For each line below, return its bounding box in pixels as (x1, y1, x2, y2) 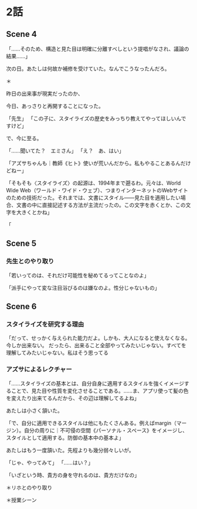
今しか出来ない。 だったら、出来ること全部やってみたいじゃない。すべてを (6, 342, 186, 349)
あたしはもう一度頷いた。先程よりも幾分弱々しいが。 (6, 446, 135, 453)
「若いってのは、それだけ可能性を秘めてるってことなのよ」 (6, 272, 150, 279)
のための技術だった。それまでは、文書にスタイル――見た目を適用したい (6, 194, 181, 201)
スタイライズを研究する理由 (6, 320, 84, 328)
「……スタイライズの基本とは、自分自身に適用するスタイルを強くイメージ (6, 379, 185, 387)
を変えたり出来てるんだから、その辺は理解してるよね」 (6, 394, 140, 402)
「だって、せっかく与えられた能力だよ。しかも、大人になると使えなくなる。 (6, 335, 191, 342)
